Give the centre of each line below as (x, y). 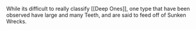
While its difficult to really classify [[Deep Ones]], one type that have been (98, 9)
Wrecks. (17, 21)
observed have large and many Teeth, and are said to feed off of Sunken (96, 15)
